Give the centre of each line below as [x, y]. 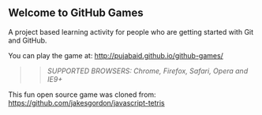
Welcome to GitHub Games [76, 13]
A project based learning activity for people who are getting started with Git [131, 32]
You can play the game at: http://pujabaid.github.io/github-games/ [116, 55]
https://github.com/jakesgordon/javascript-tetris [87, 102]
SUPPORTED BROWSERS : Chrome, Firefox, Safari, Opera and [148, 71]
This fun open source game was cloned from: [82, 95]
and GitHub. [28, 40]
